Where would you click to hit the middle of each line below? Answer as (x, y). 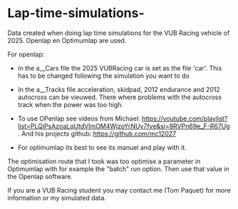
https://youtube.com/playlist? (185, 118)
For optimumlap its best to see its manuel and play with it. (102, 147)
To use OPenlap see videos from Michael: (79, 118)
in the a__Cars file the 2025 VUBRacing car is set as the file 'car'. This (120, 68)
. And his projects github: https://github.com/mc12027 (97, 133)
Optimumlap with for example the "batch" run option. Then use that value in (118, 168)
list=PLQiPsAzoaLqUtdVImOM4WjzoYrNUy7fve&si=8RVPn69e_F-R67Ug (124, 126)
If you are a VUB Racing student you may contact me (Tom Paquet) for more (119, 190)
